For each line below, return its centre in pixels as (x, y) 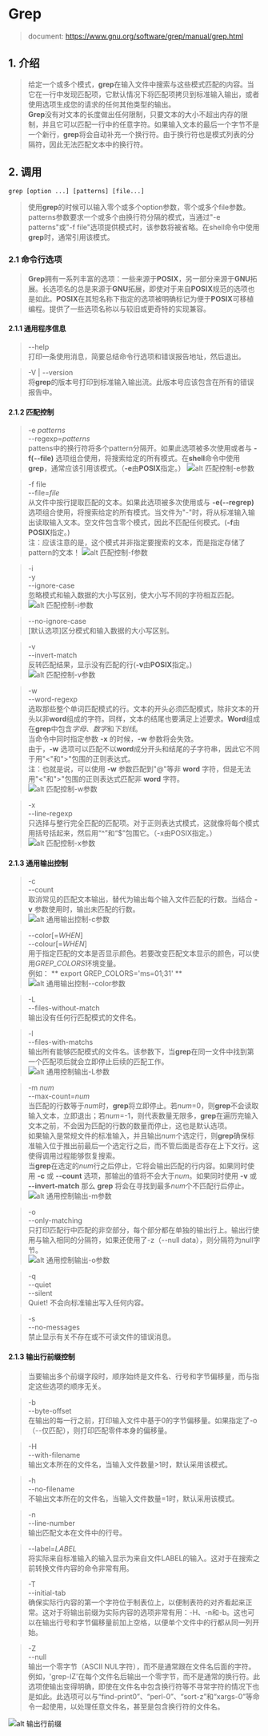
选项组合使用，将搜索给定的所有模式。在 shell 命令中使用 (148, 459)
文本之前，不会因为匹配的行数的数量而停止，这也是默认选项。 (130, 1126)
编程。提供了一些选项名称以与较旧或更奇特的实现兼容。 (119, 309)
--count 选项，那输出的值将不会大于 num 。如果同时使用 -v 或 (156, 1176)
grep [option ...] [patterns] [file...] (77, 191)
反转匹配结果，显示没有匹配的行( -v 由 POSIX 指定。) (110, 665)
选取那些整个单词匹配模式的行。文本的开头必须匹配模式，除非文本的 (140, 709)
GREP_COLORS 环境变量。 (78, 964)
